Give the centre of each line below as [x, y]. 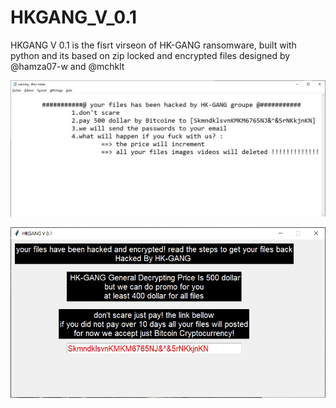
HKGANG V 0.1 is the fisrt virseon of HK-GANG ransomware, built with [153, 45]
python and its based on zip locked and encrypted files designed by [150, 55]
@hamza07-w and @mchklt [67, 66]
